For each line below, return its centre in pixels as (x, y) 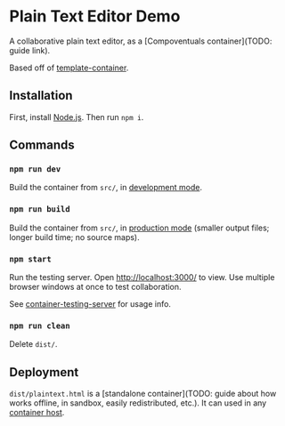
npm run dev (35, 169)
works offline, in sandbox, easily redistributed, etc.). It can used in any (138, 403)
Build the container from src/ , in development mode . (106, 188)
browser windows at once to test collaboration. (95, 287)
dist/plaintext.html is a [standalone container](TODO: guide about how (143, 394)
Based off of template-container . (69, 68)
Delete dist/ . (33, 344)
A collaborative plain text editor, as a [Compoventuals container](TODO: (141, 41)
